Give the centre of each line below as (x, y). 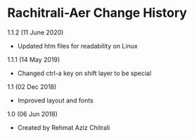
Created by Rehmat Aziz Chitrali (64, 127)
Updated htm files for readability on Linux (78, 46)
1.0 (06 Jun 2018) (33, 114)
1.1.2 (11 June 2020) (35, 32)
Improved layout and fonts (55, 100)
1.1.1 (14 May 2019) (34, 59)
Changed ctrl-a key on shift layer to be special (84, 73)
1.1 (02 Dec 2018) (32, 86)
